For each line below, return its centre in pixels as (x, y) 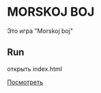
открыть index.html (35, 68)
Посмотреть (25, 82)
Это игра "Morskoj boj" (40, 31)
